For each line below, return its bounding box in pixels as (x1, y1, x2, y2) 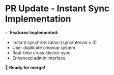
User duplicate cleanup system (12, 45, 75, 50)
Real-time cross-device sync (12, 50, 71, 55)
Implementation (5, 13, 71, 25)
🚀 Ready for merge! (5, 64, 46, 70)
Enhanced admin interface (12, 55, 66, 61)
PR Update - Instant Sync (5, 3, 110, 14)
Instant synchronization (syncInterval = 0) (12, 39, 97, 45)
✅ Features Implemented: (5, 29, 59, 35)
